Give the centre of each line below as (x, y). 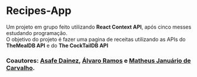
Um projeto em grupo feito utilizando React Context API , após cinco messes (99, 27)
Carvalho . (21, 68)
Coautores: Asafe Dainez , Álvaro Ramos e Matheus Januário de (98, 61)
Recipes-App (39, 11)
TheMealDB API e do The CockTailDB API (57, 45)
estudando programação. (37, 33)
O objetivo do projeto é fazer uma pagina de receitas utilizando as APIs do (96, 39)
